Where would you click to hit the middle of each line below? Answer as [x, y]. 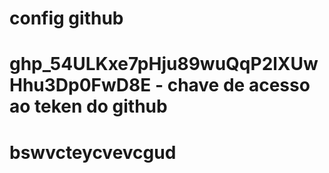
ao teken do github [88, 106]
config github [66, 18]
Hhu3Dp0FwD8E [80, 85]
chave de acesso [239, 85]
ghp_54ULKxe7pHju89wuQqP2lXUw [164, 64]
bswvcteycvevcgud [93, 152]
